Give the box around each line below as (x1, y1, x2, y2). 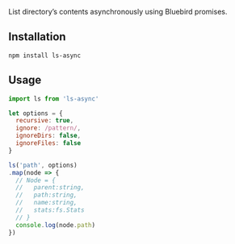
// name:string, (15, 199, 78, 207)
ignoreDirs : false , (15, 132, 82, 140)
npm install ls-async (8, 52, 82, 60)
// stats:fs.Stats (15, 206, 85, 214)
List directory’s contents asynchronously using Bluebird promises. (8, 7, 228, 16)
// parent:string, (15, 184, 85, 192)
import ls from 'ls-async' (8, 94, 99, 103)
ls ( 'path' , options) (8, 161, 78, 169)
